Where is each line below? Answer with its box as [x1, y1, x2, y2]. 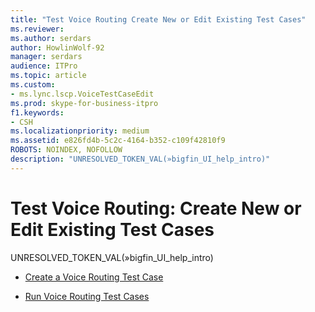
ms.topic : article [10, 71, 87, 81]
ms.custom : [10, 80, 56, 90]
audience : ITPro [10, 61, 78, 71]
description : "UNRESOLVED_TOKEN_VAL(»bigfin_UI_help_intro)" [10, 154, 271, 164]
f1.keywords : [10, 107, 65, 118]
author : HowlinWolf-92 [10, 42, 105, 53]
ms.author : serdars [10, 33, 92, 43]
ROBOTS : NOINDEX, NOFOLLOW [10, 145, 123, 155]
